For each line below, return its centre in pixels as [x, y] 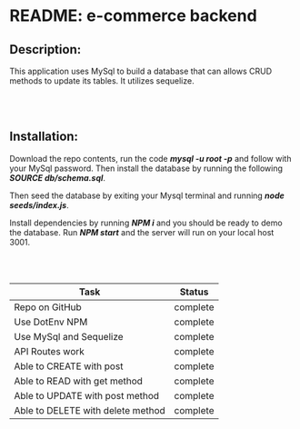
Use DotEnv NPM [51, 322]
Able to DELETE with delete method [90, 410]
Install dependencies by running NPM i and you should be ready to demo [146, 223]
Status [194, 292]
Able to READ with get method [79, 381]
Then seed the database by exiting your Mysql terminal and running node [147, 195]
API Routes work [49, 351]
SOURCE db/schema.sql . [58, 177]
